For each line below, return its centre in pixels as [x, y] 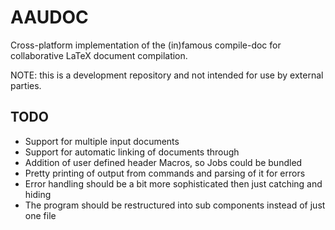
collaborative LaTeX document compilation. [99, 55]
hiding [38, 194]
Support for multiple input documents [102, 141]
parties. [26, 85]
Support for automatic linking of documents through [132, 152]
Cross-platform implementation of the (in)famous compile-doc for [146, 45]
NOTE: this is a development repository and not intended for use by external [167, 75]
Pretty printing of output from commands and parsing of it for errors [165, 173]
